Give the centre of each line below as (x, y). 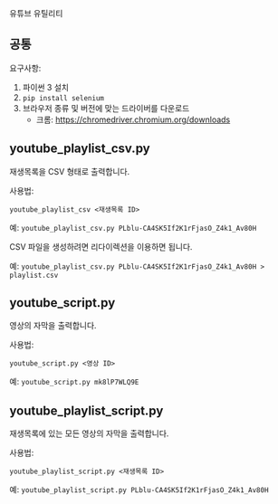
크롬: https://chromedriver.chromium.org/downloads (133, 119)
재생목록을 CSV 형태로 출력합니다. (70, 171)
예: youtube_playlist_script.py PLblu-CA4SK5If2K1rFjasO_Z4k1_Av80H (139, 490)
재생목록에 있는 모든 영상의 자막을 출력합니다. (89, 433)
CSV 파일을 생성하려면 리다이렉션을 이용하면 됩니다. (101, 246)
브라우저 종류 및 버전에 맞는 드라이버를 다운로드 (106, 108)
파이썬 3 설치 (46, 87)
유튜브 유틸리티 (36, 13)
